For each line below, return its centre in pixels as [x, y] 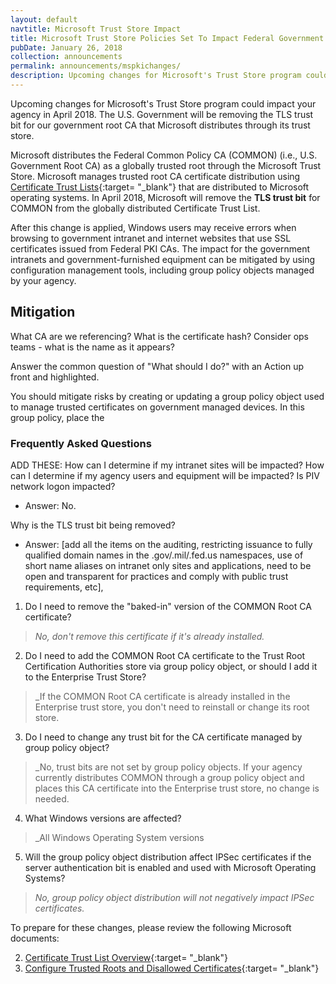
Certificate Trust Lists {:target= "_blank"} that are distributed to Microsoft [160, 187]
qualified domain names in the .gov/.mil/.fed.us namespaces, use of [164, 555]
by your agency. [43, 280]
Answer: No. [50, 505]
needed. [52, 798]
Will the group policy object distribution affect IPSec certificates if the [168, 857]
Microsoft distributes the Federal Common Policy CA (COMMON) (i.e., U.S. [164, 155]
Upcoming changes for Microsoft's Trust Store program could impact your [163, 103]
